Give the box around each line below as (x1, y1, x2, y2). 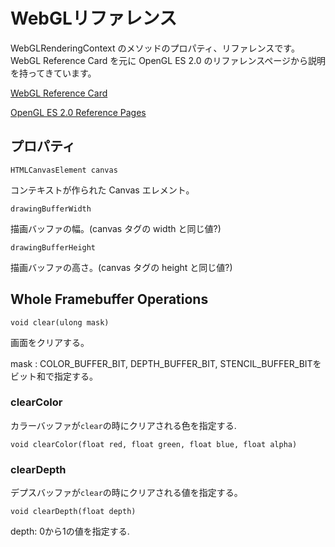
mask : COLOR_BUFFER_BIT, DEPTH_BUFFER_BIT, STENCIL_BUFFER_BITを (10, 357, 322, 369)
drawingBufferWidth (10, 204, 92, 214)
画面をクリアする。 (10, 336, 90, 348)
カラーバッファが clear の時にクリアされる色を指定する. (10, 419, 237, 431)
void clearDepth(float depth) (10, 507, 137, 517)
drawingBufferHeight (10, 242, 97, 253)
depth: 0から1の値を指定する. (10, 525, 130, 538)
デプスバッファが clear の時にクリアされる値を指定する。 (10, 487, 243, 499)
